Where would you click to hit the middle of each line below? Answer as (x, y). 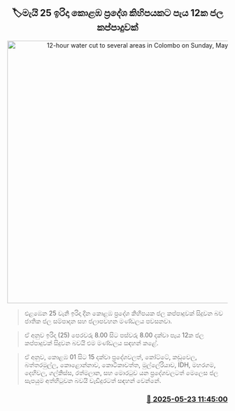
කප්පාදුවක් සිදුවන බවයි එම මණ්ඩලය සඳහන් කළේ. (91, 342)
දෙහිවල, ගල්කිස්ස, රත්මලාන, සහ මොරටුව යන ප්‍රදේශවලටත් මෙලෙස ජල (121, 372)
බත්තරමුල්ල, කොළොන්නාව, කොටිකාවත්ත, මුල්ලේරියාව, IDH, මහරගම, (120, 365)
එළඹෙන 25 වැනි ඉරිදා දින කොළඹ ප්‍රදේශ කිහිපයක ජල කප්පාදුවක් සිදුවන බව (124, 313)
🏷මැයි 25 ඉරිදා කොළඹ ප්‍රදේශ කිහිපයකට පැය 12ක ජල (117, 13)
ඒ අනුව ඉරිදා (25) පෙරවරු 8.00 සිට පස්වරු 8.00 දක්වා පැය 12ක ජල (114, 335)
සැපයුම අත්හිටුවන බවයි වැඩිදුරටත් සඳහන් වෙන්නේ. (93, 380)
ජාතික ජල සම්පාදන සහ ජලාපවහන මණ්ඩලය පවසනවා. (98, 321)
